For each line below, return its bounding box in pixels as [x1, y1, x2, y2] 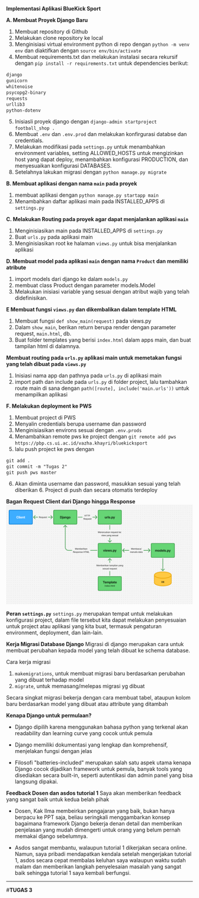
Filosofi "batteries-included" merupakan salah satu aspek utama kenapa [14, 759, 191, 766]
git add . [6, 458, 31, 464]
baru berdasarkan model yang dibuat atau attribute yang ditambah [6, 700, 168, 707]
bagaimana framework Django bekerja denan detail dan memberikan [14, 820, 182, 827]
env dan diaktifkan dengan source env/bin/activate [14, 47, 142, 54]
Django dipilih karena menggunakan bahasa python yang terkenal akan [14, 723, 188, 730]
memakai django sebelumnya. [14, 832, 88, 840]
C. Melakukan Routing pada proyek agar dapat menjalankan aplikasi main [6, 216, 188, 222]
